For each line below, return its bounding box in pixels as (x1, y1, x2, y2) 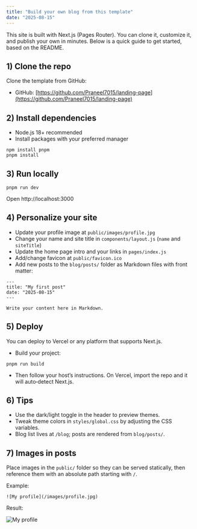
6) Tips (6, 395, 34, 405)
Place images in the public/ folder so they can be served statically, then (6, 464, 186, 471)
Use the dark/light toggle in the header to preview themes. (14, 411, 160, 419)
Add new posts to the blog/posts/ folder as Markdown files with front (14, 261, 188, 268)
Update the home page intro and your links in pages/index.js (14, 248, 167, 255)
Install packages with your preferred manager (14, 135, 128, 142)
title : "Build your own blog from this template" (6, 8, 134, 15)
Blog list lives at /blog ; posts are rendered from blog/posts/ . (14, 431, 165, 438)
